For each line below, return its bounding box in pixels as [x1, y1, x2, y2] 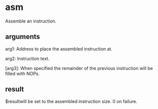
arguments [5, 32, 40, 41]
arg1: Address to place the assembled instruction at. [5, 45, 113, 51]
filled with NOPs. [5, 70, 40, 76]
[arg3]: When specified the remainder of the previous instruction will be [5, 65, 153, 71]
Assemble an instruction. [5, 18, 57, 24]
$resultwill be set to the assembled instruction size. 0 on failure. [5, 98, 137, 104]
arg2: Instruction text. [5, 55, 50, 61]
